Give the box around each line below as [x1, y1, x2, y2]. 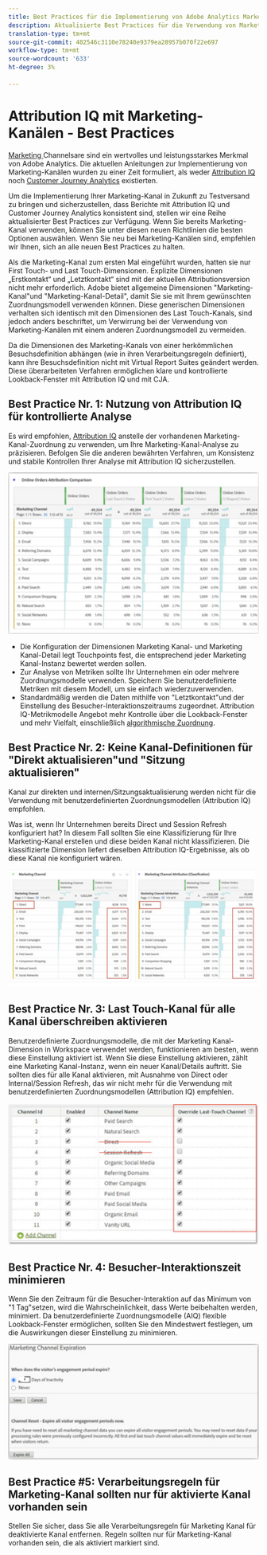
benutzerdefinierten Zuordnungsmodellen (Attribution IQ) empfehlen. [8, 1087, 234, 1096]
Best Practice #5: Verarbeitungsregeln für [8, 1475, 220, 1489]
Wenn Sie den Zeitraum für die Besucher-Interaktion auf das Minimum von [8, 1295, 252, 1303]
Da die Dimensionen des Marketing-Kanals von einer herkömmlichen [8, 340, 234, 350]
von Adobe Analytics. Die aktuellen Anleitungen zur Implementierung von [8, 159, 248, 168]
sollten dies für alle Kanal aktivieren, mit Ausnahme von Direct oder [8, 1070, 228, 1079]
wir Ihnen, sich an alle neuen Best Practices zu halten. [8, 241, 185, 251]
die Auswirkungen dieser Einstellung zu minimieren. [8, 1328, 178, 1338]
